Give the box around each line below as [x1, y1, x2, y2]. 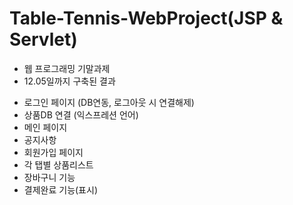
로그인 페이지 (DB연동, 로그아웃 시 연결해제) [23, 96, 195, 108]
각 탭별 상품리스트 [23, 158, 94, 171]
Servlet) [9, 28, 78, 51]
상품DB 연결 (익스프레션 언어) [23, 108, 139, 121]
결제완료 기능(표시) [23, 183, 98, 196]
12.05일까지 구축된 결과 [23, 75, 116, 87]
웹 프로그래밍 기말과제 [23, 62, 111, 74]
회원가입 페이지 [23, 146, 84, 158]
